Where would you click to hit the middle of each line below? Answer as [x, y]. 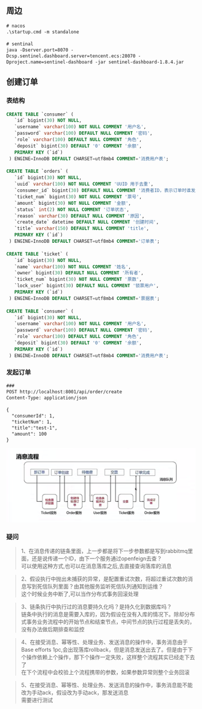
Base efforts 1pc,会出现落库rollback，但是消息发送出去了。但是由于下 [107, 650]
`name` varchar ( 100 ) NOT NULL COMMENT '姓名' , [72, 267]
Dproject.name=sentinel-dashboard [50, 62]
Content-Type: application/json [47, 398]
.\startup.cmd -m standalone [43, 32]
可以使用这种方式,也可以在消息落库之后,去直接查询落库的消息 [96, 566]
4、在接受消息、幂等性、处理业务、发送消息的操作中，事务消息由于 [104, 642]
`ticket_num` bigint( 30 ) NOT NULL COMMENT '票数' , [78, 280]
